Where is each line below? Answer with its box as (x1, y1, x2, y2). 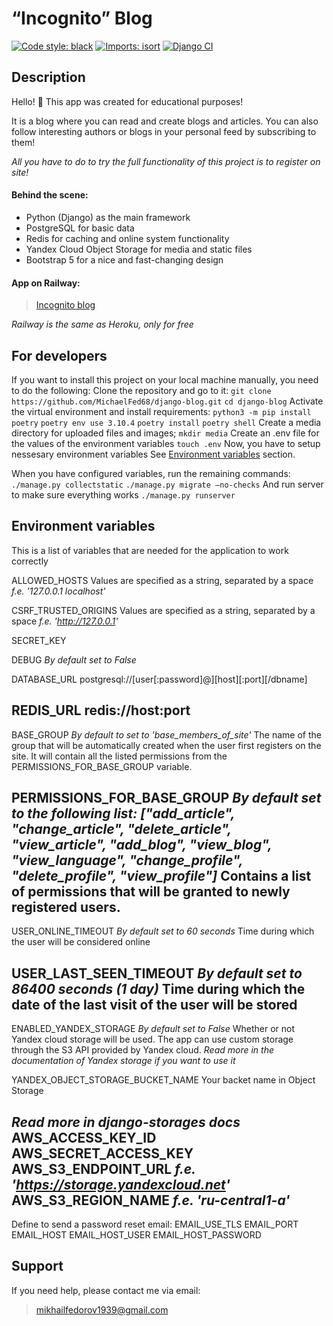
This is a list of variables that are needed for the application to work (11, 544, 289, 556)
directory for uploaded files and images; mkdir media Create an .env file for (11, 427, 320, 439)
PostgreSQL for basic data (25, 222, 135, 234)
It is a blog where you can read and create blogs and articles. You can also (11, 115, 319, 127)
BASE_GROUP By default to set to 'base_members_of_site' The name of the (11, 728, 322, 741)
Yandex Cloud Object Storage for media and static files (25, 243, 253, 255)
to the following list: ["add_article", (11, 805, 236, 822)
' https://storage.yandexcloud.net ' (11, 1176, 231, 1193)
